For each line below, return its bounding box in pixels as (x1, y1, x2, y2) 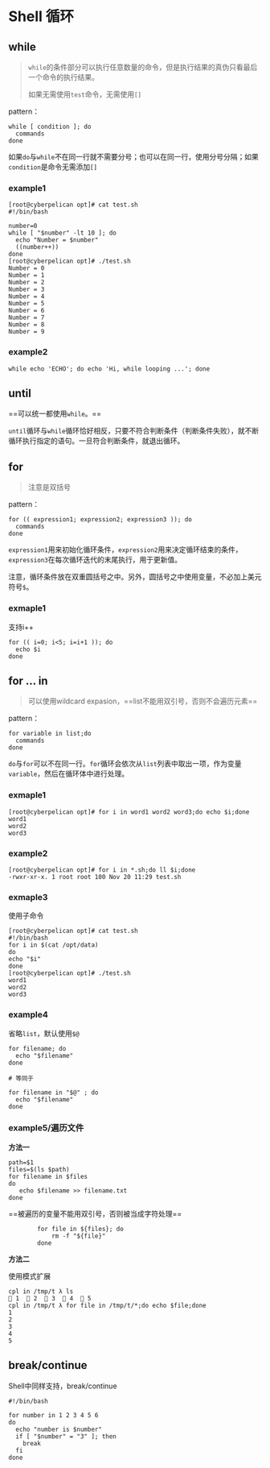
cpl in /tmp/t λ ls (8, 1287, 74, 1296)
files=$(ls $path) (8, 1165, 70, 1173)
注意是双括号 (27, 483, 71, 492)
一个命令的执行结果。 (27, 73, 99, 81)
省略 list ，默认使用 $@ (8, 1028, 80, 1038)
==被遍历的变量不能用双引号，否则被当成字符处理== (8, 1209, 182, 1218)
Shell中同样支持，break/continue (8, 1381, 118, 1391)
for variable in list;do (8, 730, 92, 738)
